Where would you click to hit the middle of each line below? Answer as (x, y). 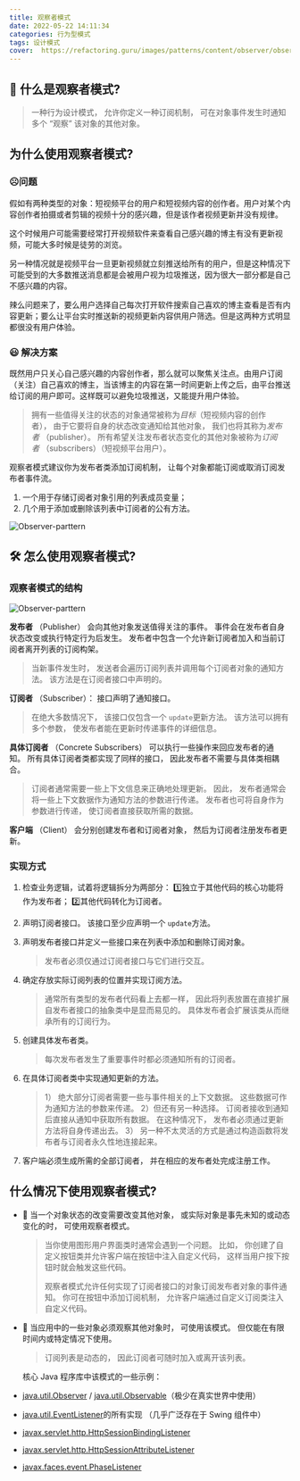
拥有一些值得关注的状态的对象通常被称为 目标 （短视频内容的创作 (148, 414)
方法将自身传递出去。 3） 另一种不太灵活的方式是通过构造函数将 (162, 1130)
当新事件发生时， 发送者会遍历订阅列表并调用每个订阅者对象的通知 (154, 668)
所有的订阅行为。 (84, 1021)
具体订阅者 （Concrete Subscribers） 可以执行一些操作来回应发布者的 (137, 747)
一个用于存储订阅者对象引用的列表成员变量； (104, 497)
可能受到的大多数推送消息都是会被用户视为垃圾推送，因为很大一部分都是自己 (150, 274)
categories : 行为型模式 (50, 34)
